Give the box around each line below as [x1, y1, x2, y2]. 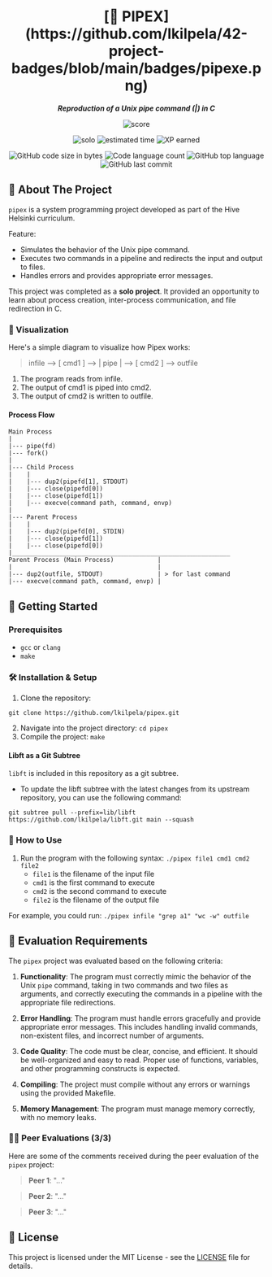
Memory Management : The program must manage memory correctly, [19, 1104, 256, 1114]
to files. [19, 262, 46, 272]
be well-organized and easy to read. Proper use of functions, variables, [19, 1055, 259, 1065]
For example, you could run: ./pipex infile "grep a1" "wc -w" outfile [8, 910, 249, 920]
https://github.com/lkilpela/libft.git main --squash [8, 816, 195, 824]
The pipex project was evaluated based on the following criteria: [8, 956, 223, 965]
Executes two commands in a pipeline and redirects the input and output [19, 253, 263, 263]
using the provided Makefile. [19, 1087, 116, 1097]
